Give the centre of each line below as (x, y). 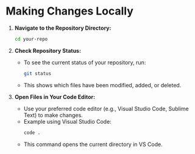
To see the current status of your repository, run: (85, 62)
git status (37, 73)
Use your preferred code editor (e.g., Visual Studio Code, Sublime (106, 109)
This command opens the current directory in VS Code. (93, 144)
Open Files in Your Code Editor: (55, 97)
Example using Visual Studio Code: (68, 121)
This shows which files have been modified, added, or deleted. (102, 85)
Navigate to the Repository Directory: (63, 28)
